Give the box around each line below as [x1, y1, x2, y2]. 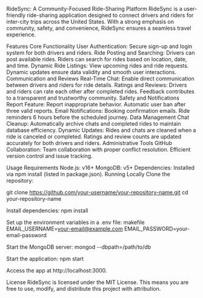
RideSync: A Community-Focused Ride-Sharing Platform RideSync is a [6, 5, 183, 12]
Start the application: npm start [6, 255, 84, 262]
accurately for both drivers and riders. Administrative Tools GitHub [6, 140, 173, 146]
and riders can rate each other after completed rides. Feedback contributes [6, 88, 195, 95]
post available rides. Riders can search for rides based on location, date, [6, 56, 187, 63]
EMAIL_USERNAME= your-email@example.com [6, 225, 123, 232]
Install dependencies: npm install [6, 207, 88, 214]
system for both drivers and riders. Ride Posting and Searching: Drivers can [6, 49, 195, 56]
